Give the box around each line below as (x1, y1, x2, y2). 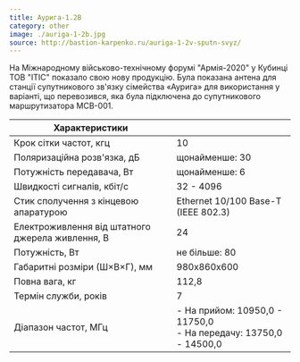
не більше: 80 (176, 247, 237, 259)
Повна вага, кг (13, 275, 77, 288)
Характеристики (53, 122, 129, 134)
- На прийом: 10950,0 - (176, 305, 283, 317)
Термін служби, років (13, 290, 107, 302)
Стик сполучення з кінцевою (13, 195, 139, 207)
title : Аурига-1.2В (9, 13, 82, 22)
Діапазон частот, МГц (13, 321, 109, 333)
